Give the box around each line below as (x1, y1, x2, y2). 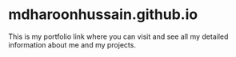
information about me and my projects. (8, 40, 136, 49)
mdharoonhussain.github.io (8, 6, 198, 24)
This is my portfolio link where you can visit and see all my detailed (8, 32, 229, 41)
